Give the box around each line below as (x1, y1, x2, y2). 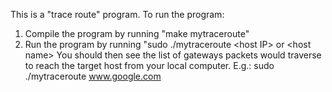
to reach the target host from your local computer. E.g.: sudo (24, 60, 275, 71)
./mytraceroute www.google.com (24, 70, 162, 82)
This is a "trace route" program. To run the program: (10, 9, 225, 20)
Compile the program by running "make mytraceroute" (24, 28, 250, 39)
